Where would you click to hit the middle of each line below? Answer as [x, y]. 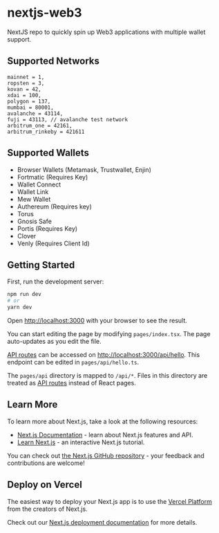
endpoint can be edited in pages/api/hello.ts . [73, 362]
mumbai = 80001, [30, 107]
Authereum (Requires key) [54, 207]
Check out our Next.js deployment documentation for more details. [102, 522]
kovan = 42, [24, 89]
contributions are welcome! [46, 463]
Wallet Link [33, 191]
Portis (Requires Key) [47, 228]
